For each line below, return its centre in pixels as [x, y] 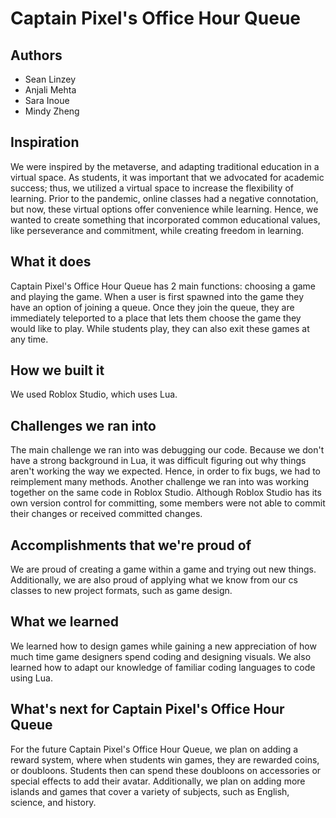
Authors [36, 55]
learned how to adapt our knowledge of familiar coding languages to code [163, 667]
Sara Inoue [47, 100]
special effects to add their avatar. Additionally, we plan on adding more [158, 781]
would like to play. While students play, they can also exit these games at [160, 328]
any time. [29, 339]
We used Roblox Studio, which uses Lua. [94, 394]
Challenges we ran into [83, 425]
